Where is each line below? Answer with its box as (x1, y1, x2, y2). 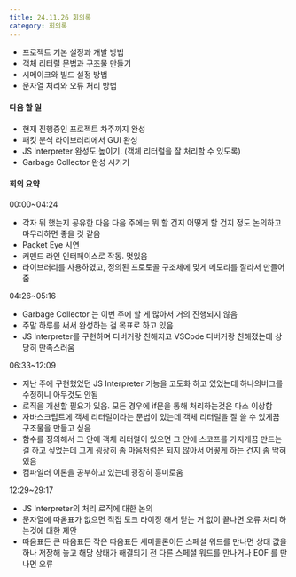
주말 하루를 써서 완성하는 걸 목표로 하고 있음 (21, 320, 175, 330)
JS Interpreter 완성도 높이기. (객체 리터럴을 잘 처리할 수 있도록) (21, 146, 241, 156)
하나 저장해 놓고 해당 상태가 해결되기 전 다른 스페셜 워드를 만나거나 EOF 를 (21, 547, 278, 557)
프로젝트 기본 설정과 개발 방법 (21, 46, 124, 58)
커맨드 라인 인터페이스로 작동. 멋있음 (21, 250, 148, 261)
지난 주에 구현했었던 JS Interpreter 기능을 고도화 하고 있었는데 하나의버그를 (21, 378, 284, 389)
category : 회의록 (9, 21, 68, 30)
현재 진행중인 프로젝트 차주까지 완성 (21, 123, 146, 134)
